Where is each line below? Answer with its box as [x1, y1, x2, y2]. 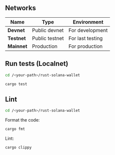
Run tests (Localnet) [5, 60, 69, 68]
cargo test [5, 81, 28, 87]
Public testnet [31, 34, 64, 41]
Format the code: [5, 117, 40, 123]
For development [68, 27, 108, 33]
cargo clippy [5, 145, 32, 150]
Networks [5, 4, 36, 12]
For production [68, 43, 103, 50]
